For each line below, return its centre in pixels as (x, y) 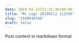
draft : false (18, 23)
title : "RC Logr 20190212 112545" (40, 14)
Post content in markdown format (38, 36)
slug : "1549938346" (25, 18)
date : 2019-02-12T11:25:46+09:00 (39, 9)
